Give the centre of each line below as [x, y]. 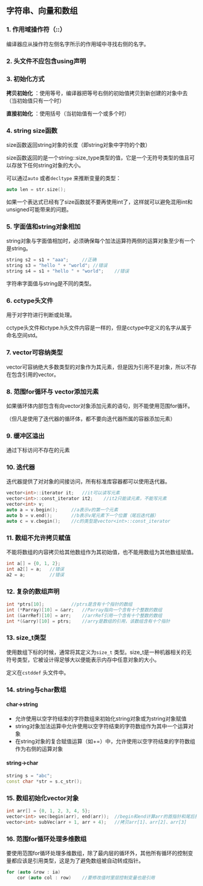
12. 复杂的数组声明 [33, 591]
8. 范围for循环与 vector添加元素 [53, 392]
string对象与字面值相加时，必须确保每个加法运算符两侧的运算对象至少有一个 [101, 241]
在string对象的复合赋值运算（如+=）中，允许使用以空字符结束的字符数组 [105, 741]
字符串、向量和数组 [42, 11]
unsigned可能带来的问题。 [39, 210]
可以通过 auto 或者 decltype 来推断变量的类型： [64, 178]
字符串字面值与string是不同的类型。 [50, 283]
